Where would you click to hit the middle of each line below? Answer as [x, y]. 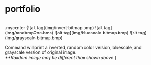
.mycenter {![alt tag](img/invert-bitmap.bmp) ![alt [54, 27]
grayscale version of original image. [41, 52]
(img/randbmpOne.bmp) [29, 32]
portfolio [23, 9]
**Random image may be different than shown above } [61, 57]
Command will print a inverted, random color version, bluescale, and [73, 47]
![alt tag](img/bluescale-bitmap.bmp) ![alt [96, 32]
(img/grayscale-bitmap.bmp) [34, 38]
